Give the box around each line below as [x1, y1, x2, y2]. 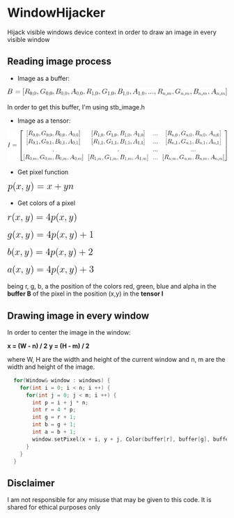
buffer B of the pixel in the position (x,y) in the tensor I [7, 289, 164, 298]
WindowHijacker [7, 5, 106, 21]
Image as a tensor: [17, 116, 71, 125]
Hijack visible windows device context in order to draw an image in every [7, 28, 217, 36]
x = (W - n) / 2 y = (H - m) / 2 [7, 342, 90, 350]
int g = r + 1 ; [32, 413, 77, 421]
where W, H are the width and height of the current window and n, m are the [7, 355, 226, 363]
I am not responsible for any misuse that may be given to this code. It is [7, 496, 212, 504]
